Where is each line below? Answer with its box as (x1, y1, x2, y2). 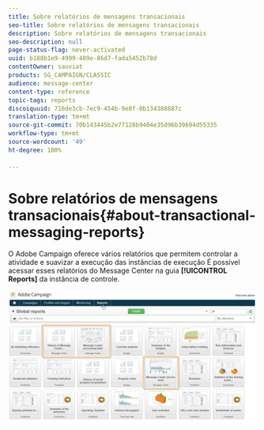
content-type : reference (8, 88, 90, 96)
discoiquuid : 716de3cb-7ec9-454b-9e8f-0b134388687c (8, 104, 182, 112)
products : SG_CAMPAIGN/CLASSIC (8, 71, 111, 79)
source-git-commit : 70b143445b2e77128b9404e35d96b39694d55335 (8, 121, 217, 130)
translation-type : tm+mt (8, 113, 90, 121)
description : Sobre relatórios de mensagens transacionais (8, 29, 207, 37)
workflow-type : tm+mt (8, 130, 80, 138)
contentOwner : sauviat (8, 63, 83, 71)
